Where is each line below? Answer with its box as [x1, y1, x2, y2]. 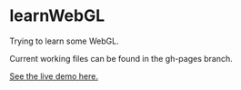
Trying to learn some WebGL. [9, 35, 120, 46]
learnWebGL [9, 5, 105, 26]
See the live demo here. [9, 70, 98, 82]
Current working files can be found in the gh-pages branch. [9, 53, 234, 64]
